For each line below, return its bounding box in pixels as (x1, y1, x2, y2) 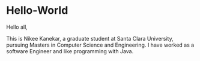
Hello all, (6, 23, 28, 30)
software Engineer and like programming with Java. (6, 47, 134, 54)
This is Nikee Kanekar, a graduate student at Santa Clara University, (6, 35, 174, 42)
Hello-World (6, 4, 68, 17)
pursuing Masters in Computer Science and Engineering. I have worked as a (6, 41, 195, 48)
